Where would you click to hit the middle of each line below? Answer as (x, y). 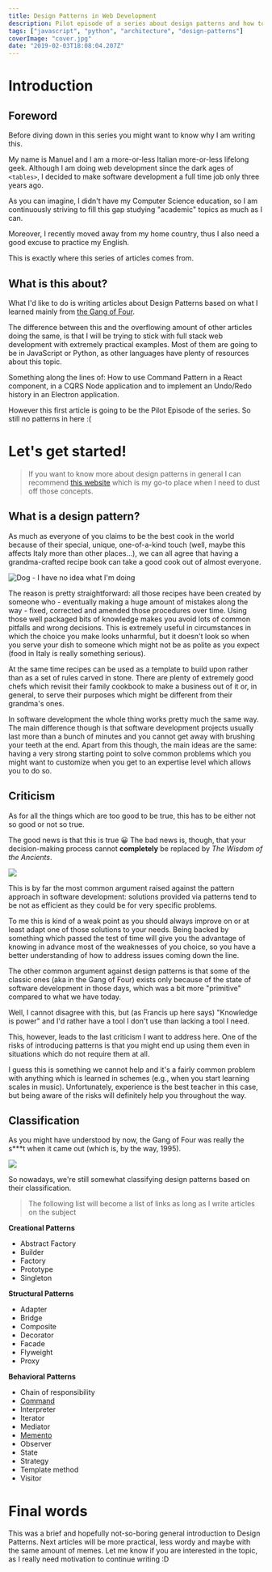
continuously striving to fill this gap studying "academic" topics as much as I (135, 210)
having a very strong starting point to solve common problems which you (130, 753)
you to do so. (30, 770)
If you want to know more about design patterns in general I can (135, 473)
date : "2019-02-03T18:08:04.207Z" (67, 46)
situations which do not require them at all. (79, 1053)
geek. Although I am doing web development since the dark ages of (121, 168)
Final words (48, 1511)
